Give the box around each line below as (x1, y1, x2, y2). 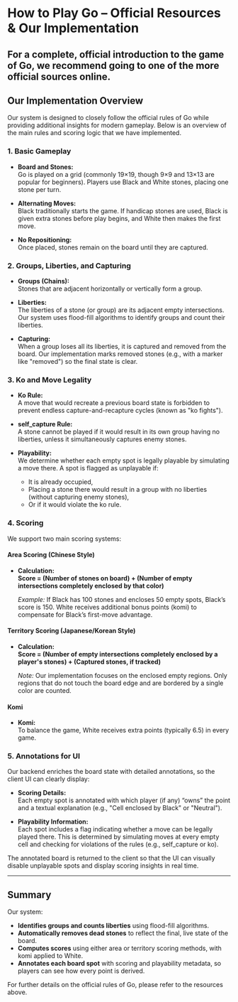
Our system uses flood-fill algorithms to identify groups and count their (17, 313, 225, 321)
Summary (7, 888, 52, 900)
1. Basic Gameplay (7, 146, 72, 156)
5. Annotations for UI (7, 751, 80, 761)
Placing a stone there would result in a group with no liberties (28, 485, 208, 494)
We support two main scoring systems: (7, 534, 122, 543)
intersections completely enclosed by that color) (17, 581, 164, 590)
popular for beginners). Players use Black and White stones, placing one (17, 178, 229, 186)
